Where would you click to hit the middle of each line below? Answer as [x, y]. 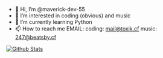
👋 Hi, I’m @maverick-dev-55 [50, 9]
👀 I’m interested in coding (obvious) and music [73, 16]
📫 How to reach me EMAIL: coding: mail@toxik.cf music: [86, 29]
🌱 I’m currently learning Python [53, 22]
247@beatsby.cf [35, 37]
